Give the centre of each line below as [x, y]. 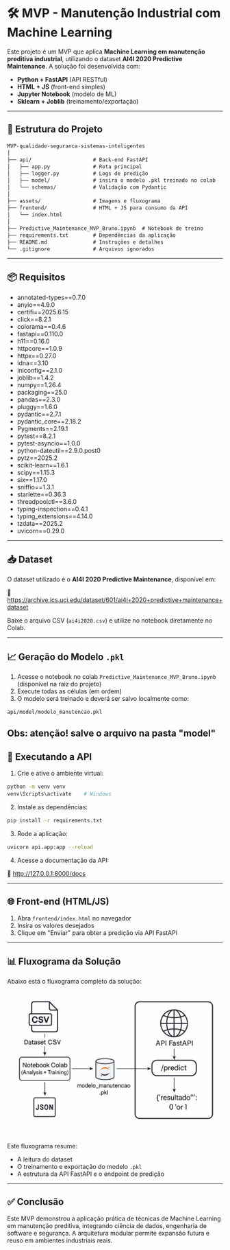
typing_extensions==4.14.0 [55, 516]
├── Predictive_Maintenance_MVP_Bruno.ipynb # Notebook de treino [105, 228]
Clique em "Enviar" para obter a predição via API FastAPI [97, 933]
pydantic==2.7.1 [39, 414]
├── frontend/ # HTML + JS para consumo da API [98, 208]
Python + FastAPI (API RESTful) [62, 79]
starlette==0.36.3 [41, 494]
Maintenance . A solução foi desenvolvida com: [74, 66]
